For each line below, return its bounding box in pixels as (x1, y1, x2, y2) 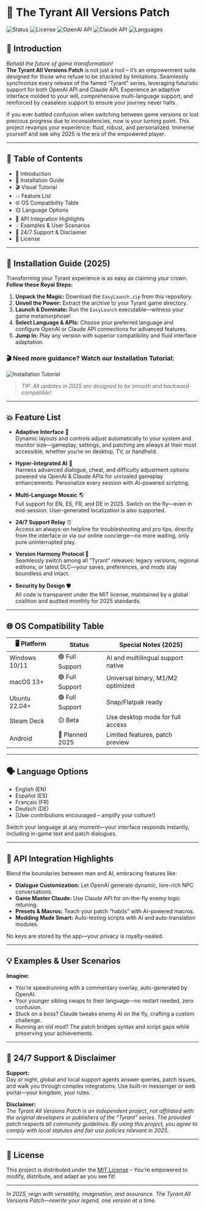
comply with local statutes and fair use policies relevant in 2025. (6, 1126, 169, 1134)
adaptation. (15, 338, 44, 346)
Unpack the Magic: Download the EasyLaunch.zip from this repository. (15, 293, 193, 301)
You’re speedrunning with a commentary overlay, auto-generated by (15, 984, 187, 991)
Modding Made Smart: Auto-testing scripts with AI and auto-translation (15, 914, 196, 921)
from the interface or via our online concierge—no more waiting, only (15, 532, 189, 539)
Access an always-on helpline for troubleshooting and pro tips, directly (15, 526, 194, 533)
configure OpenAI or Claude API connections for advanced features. (15, 326, 187, 333)
